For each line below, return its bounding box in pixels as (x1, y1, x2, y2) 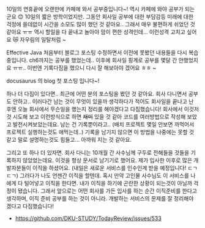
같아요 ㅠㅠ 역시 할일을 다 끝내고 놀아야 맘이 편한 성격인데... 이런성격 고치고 (6, 28, 185, 35)
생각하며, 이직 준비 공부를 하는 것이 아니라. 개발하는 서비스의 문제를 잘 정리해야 (6, 195, 194, 202)
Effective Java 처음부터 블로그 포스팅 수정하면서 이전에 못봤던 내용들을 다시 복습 (6, 49, 199, 56)
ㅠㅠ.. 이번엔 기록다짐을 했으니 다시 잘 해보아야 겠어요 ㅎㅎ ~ (12, 64, 157, 72)
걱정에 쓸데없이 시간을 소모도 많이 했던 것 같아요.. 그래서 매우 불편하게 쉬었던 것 (6, 21, 196, 28)
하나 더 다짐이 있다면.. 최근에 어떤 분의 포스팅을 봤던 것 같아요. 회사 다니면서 (6, 90, 187, 97)
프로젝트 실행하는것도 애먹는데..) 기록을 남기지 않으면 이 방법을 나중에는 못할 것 (6, 128, 195, 136)
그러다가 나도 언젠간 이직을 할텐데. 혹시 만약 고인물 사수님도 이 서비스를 (19, 172, 190, 179)
